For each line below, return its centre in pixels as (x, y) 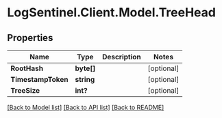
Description (122, 57)
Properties (30, 38)
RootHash (27, 68)
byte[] (85, 68)
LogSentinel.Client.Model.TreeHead (111, 13)
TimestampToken (39, 79)
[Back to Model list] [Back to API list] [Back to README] (86, 107)
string (85, 79)
